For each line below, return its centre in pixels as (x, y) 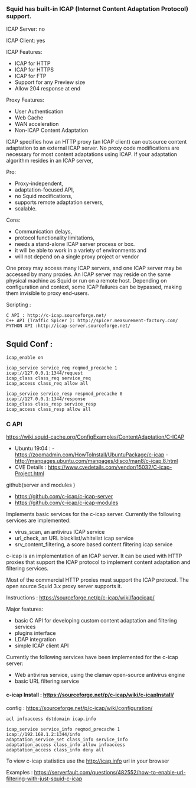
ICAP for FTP (30, 76)
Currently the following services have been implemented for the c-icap (92, 657)
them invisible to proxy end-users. (48, 293)
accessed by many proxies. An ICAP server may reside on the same (89, 274)
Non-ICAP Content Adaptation (51, 130)
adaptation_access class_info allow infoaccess (66, 745)
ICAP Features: (24, 52)
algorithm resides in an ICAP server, (50, 161)
